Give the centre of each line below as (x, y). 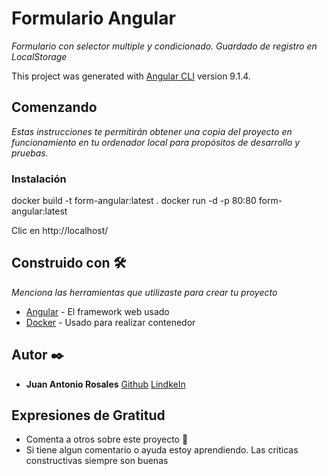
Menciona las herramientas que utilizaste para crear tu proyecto (144, 292)
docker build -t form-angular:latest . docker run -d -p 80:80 (134, 201)
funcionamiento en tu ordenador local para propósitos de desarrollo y (156, 142)
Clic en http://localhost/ (60, 231)
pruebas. (30, 153)
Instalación (39, 179)
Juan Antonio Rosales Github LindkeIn (105, 384)
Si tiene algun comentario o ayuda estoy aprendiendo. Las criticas (162, 450)
